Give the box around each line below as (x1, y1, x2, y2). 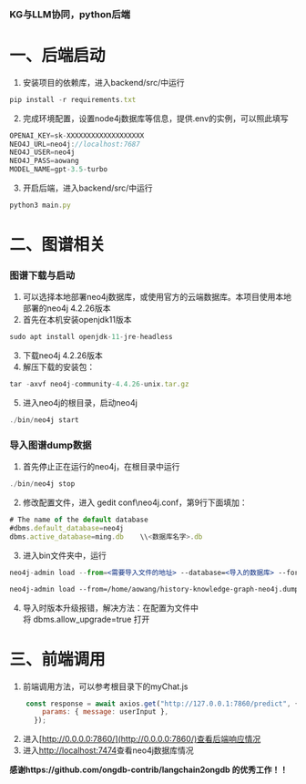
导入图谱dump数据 (9, 439, 92, 452)
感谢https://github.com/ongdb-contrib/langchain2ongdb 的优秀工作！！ (9, 764, 289, 776)
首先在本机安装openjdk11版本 (22, 315, 132, 325)
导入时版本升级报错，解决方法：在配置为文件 (22, 602, 191, 613)
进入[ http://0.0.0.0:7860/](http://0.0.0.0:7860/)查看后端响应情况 (22, 734, 261, 745)
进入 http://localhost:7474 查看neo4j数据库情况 (22, 745, 194, 756)
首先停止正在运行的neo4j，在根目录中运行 (22, 461, 180, 472)
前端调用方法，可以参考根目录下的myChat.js (22, 681, 189, 692)
